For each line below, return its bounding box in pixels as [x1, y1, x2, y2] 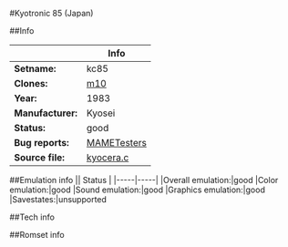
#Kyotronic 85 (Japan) [9, 8, 94, 18]
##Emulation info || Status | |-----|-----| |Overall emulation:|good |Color [9, 175, 279, 185]
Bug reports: [14, 137, 70, 149]
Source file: [14, 151, 66, 163]
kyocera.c [86, 151, 129, 163]
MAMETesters [86, 137, 148, 149]
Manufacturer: [14, 107, 78, 119]
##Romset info [9, 230, 66, 240]
